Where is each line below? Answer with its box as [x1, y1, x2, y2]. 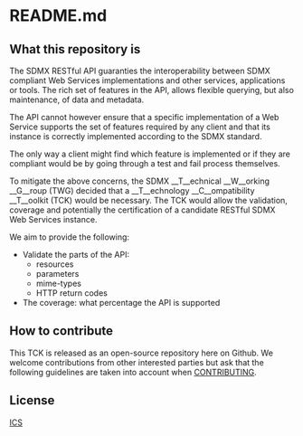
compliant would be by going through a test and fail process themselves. [9, 158, 280, 168]
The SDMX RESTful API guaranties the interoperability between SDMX [9, 65, 271, 76]
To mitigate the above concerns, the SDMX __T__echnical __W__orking [9, 175, 270, 186]
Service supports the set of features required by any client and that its [9, 121, 271, 132]
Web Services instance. [9, 214, 98, 224]
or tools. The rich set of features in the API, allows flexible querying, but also [9, 85, 294, 95]
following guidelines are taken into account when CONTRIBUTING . [9, 366, 258, 377]
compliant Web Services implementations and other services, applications [9, 75, 286, 86]
